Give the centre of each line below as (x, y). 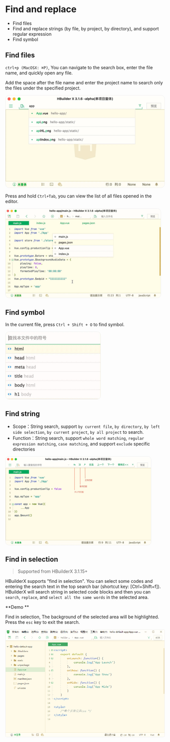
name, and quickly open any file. (39, 73)
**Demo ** (17, 607)
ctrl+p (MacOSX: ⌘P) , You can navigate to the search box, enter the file (79, 67)
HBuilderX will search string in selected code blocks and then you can (78, 592)
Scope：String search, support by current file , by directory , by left (86, 427)
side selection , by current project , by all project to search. (78, 432)
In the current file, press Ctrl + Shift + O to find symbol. (65, 325)
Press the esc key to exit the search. (43, 622)
